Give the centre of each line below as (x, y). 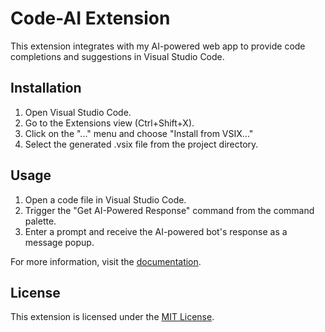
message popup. (59, 242)
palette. (40, 221)
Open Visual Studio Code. (78, 112)
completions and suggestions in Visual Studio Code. (117, 56)
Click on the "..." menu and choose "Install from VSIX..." (139, 133)
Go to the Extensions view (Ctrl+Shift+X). (109, 123)
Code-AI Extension (90, 18)
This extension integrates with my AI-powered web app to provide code (158, 46)
